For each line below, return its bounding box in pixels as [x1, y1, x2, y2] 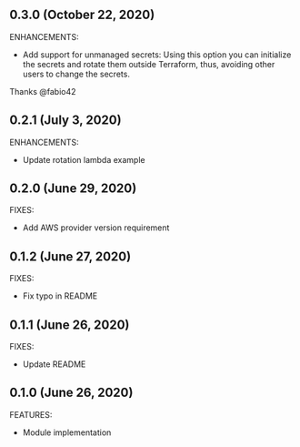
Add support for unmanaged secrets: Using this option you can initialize [22, 49, 292, 60]
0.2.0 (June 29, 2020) [9, 181, 137, 197]
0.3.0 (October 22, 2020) [9, 7, 155, 23]
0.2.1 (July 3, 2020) [9, 113, 122, 128]
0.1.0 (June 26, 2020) [9, 385, 134, 401]
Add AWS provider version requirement [22, 222, 170, 233]
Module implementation [22, 427, 112, 438]
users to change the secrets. [22, 68, 130, 79]
